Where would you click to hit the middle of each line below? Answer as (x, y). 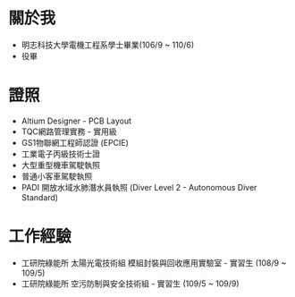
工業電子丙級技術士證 (60, 154)
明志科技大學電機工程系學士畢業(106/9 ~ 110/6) (108, 45)
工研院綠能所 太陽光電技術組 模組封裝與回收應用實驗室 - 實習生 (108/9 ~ (154, 263)
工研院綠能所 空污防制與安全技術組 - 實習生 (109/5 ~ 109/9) (130, 284)
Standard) (40, 197)
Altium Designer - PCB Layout (76, 121)
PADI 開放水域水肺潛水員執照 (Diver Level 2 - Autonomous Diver (139, 187)
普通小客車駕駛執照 (57, 176)
